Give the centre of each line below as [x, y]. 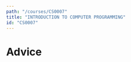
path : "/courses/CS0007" [37, 12]
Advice [24, 52]
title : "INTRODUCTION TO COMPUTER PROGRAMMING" [66, 17]
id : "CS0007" [22, 22]
